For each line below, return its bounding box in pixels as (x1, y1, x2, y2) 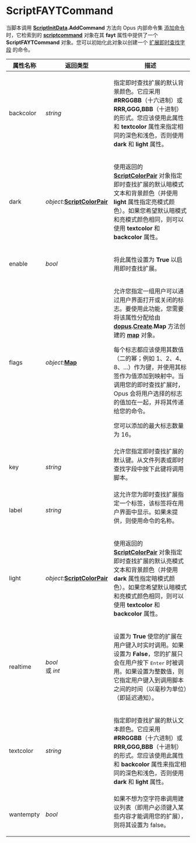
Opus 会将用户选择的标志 (113, 389, 183, 397)
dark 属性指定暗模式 (113, 574, 169, 583)
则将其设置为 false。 (113, 821, 170, 829)
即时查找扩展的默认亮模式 (113, 557, 184, 565)
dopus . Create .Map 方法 (113, 322, 180, 330)
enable (9, 259, 28, 267)
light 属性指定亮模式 (113, 198, 169, 206)
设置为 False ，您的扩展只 (113, 649, 183, 658)
